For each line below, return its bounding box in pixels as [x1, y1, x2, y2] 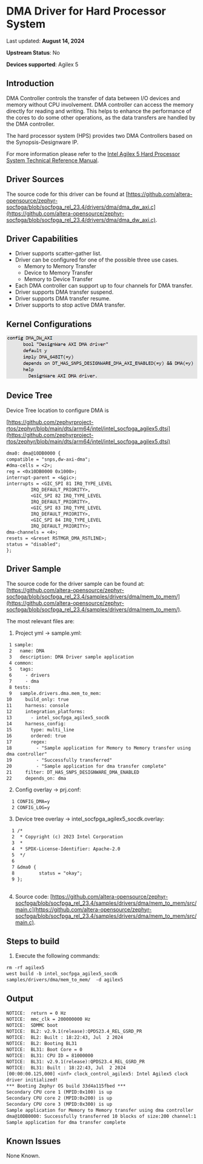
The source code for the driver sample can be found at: [6, 580, 145, 587]
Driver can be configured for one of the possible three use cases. [15, 256, 179, 263]
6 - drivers [8, 672, 50, 678]
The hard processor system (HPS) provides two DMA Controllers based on [6, 132, 193, 139]
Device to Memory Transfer [24, 269, 93, 277]
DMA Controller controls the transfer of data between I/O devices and [6, 94, 181, 101]
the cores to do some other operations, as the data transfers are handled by [6, 113, 196, 121]
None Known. [6, 1152, 41, 1159]
